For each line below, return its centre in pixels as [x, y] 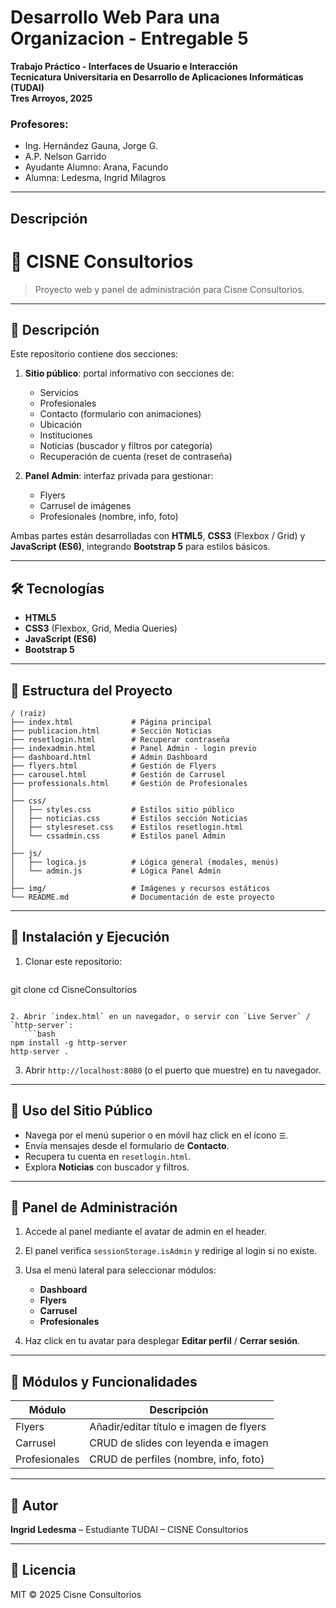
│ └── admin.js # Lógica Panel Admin [116, 871]
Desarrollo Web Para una [115, 17]
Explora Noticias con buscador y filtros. [107, 1167]
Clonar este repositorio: [73, 961]
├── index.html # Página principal [111, 722]
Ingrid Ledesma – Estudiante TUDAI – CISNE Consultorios [129, 1530]
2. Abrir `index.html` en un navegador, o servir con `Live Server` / [160, 1016]
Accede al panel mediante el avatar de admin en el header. [145, 1232]
